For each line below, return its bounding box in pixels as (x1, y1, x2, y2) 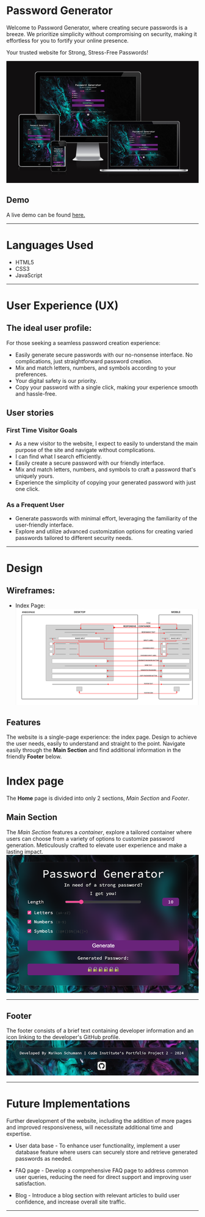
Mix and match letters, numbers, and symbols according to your (15, 364, 176, 371)
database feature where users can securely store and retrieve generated (15, 1149, 198, 1156)
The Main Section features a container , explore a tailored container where (6, 828, 192, 835)
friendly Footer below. (6, 753, 62, 760)
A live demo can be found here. (6, 211, 85, 218)
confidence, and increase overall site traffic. (15, 1198, 126, 1205)
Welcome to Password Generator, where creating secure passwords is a (6, 24, 188, 31)
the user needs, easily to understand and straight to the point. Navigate (6, 740, 185, 747)
